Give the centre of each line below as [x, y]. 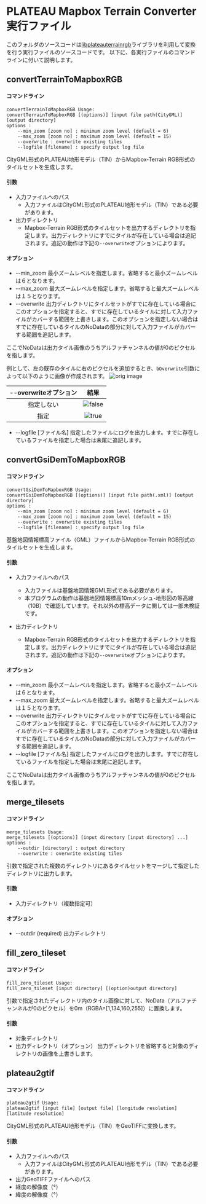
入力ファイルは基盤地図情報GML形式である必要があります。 [100, 590]
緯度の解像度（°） [38, 1194]
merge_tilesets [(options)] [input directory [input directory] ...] [97, 837]
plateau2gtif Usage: [33, 1103]
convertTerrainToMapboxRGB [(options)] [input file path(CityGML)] [95, 115]
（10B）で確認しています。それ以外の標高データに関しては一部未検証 [112, 605]
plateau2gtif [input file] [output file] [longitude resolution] [92, 1108]
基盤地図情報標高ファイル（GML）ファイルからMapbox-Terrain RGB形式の [101, 540]
